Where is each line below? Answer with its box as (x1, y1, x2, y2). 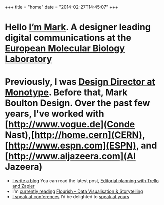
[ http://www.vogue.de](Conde (5, 119, 135, 130)
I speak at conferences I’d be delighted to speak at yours (12, 194, 130, 200)
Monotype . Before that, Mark (5, 87, 128, 98)
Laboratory (5, 53, 52, 65)
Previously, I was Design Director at (5, 76, 156, 88)
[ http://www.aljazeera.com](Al (5, 151, 136, 162)
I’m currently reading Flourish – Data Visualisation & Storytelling (12, 188, 143, 194)
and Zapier (12, 183, 35, 189)
